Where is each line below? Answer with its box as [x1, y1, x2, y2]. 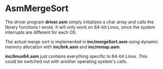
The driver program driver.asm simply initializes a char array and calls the [5, 19, 154, 25]
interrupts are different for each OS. [5, 29, 77, 35]
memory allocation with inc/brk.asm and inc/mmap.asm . [5, 44, 121, 50]
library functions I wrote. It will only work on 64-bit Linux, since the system [5, 24, 155, 30]
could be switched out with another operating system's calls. [5, 58, 128, 64]
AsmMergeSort [5, 3, 69, 14]
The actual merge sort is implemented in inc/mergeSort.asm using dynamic [5, 38, 159, 44]
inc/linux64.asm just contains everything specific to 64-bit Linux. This [5, 53, 147, 59]
